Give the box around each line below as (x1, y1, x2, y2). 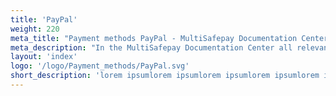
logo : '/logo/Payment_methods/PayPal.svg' (10, 61, 190, 71)
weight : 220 (10, 24, 60, 34)
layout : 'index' (10, 52, 78, 62)
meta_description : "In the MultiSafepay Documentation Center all (10, 42, 293, 53)
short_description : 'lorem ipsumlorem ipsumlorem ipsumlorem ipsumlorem (10, 71, 320, 81)
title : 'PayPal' (10, 14, 78, 25)
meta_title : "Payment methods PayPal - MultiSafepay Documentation (10, 33, 298, 43)
